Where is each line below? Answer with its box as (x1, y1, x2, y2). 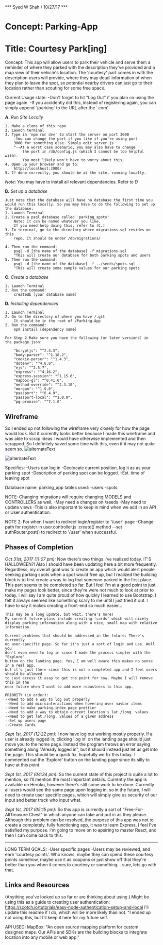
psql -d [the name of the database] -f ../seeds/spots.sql (14, 262, 136, 267)
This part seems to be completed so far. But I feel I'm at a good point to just (5, 582, 156, 588)
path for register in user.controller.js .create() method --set (5, 524, 122, 530)
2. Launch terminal (5, 128, 45, 133)
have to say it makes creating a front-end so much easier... (5, 602, 123, 608)
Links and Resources (5, 881, 69, 889)
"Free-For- (122, 806, 144, 812)
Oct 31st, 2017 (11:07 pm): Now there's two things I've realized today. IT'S (5, 556, 151, 562)
